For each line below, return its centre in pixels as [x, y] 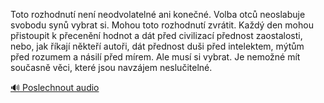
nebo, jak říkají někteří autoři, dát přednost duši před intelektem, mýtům [157, 46]
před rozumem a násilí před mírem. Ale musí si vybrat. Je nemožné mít [155, 57]
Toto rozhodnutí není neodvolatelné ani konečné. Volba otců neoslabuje [158, 14]
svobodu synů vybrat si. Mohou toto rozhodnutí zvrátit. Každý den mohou [162, 25]
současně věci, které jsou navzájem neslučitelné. [111, 67]
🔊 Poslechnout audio [55, 87]
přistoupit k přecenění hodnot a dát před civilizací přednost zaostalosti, [156, 35]
